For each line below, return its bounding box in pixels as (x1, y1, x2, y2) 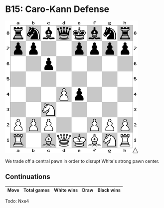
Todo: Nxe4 (5, 198, 29, 204)
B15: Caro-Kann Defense (5, 3, 110, 15)
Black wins (97, 187, 121, 193)
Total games (23, 187, 50, 193)
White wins (54, 187, 78, 193)
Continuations (5, 173, 51, 181)
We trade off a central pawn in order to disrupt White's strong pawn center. (5, 158, 160, 164)
